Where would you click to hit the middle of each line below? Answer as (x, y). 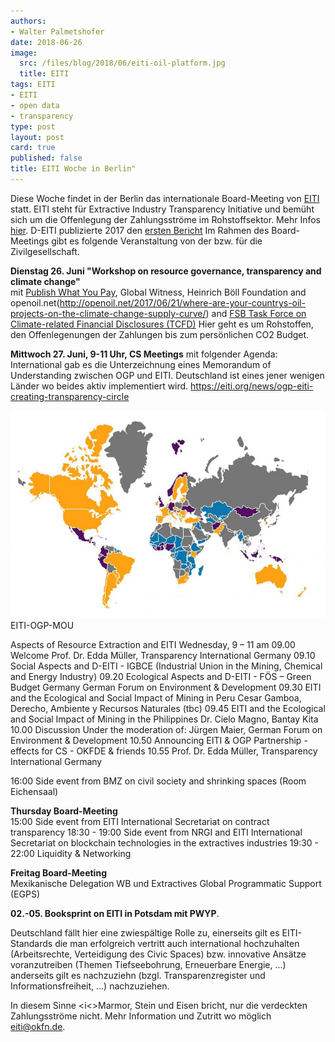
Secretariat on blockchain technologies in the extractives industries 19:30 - (165, 843)
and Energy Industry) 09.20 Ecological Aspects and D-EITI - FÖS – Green (161, 677)
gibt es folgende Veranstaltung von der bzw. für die (157, 241)
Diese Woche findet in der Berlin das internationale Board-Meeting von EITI (165, 198)
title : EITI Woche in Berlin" (73, 169)
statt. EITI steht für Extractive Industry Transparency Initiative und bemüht (162, 209)
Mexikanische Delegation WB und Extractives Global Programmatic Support (166, 884)
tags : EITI (33, 85)
